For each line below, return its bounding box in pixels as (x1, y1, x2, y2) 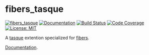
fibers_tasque (5, 3, 64, 15)
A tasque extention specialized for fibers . (5, 35, 89, 41)
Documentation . (5, 44, 38, 50)
